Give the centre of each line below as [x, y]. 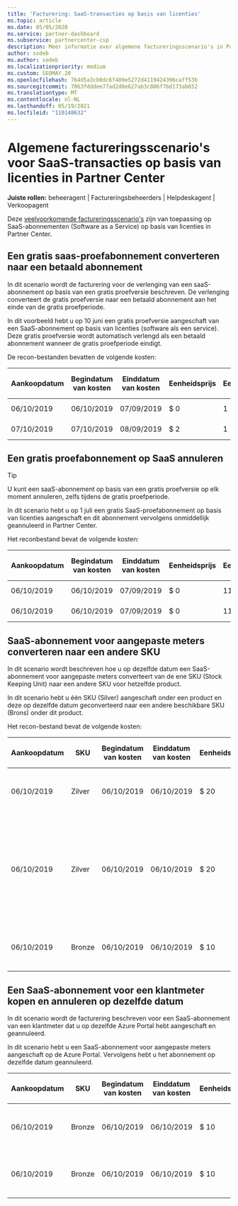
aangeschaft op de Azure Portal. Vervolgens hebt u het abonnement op [112, 1054]
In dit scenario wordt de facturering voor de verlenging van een [100, 284]
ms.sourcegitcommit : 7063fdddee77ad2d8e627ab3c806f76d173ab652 [103, 86]
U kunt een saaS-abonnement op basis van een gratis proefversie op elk [113, 489]
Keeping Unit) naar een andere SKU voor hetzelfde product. [95, 684]
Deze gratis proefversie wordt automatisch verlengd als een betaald [106, 336]
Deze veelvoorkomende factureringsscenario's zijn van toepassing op [109, 219]
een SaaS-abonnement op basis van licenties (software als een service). [113, 328]
